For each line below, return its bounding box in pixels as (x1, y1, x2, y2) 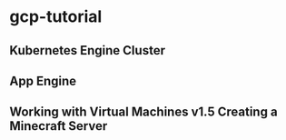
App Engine (9, 73, 77, 88)
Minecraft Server (9, 118, 108, 134)
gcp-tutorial (9, 6, 103, 27)
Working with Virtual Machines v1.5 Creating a (9, 105, 279, 120)
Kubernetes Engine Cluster (9, 43, 166, 58)
